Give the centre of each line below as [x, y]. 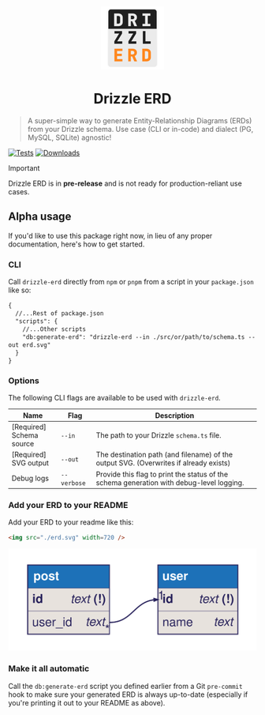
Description [175, 415]
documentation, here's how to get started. [77, 244]
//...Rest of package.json [60, 314]
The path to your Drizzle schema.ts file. [159, 435]
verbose [73, 483]
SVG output [30, 463]
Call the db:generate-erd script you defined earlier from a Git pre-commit [125, 686]
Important [24, 167]
